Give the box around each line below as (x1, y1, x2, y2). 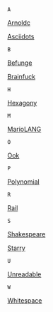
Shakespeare (7, 230, 46, 238)
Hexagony (7, 99, 37, 107)
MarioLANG (7, 125, 42, 133)
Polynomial (7, 177, 40, 186)
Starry (7, 244, 26, 252)
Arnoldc (7, 19, 30, 27)
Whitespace (7, 296, 42, 305)
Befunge (7, 58, 33, 67)
